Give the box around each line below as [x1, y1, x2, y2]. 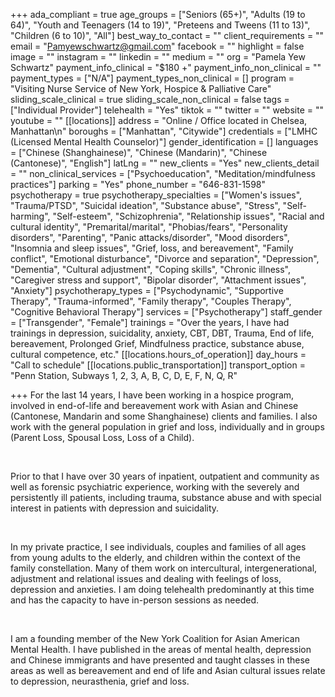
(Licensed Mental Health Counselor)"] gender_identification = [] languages [10, 136, 319, 148]
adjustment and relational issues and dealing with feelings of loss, [10, 573, 282, 584]
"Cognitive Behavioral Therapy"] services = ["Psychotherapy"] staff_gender [10, 306, 323, 318]
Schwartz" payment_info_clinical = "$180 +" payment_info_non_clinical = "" [10, 62, 322, 73]
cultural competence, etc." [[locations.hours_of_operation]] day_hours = [10, 349, 307, 360]
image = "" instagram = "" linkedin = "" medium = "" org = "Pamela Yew [10, 51, 306, 63]
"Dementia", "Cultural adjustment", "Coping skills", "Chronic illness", [10, 264, 292, 275]
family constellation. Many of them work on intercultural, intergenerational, [10, 562, 318, 574]
